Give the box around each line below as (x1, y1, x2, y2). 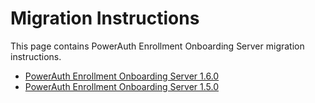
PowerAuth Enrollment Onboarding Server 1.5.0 (24, 80, 220, 92)
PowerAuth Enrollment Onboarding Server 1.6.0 (24, 70, 220, 82)
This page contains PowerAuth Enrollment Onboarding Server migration (10, 40, 305, 52)
